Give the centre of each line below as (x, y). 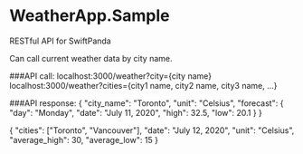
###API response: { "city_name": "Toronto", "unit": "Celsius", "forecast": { (147, 103)
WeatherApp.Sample (90, 16)
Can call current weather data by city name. (91, 58)
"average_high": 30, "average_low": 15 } (84, 140)
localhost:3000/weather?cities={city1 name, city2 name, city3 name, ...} (143, 85)
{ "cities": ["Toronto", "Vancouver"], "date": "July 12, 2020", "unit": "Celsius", (152, 130)
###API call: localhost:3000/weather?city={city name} (111, 76)
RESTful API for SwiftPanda (60, 41)
